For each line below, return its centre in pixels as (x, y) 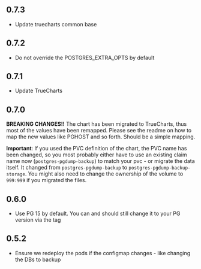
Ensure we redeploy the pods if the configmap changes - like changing (103, 253)
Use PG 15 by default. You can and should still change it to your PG (97, 214)
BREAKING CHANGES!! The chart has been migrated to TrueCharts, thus (97, 124)
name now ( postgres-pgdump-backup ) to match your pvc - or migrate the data (100, 161)
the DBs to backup (38, 259)
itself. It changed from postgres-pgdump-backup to (67, 168)
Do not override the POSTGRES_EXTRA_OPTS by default (85, 58)
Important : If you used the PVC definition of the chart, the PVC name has (97, 149)
